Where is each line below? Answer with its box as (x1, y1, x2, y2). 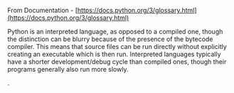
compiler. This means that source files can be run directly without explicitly (7, 43, 228, 50)
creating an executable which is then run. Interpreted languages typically (7, 50, 222, 58)
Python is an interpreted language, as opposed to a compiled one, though (7, 28, 223, 35)
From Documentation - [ (7, 6, 78, 14)
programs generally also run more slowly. (7, 65, 129, 73)
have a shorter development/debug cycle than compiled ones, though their (7, 58, 227, 66)
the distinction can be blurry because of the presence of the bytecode (7, 35, 213, 43)
